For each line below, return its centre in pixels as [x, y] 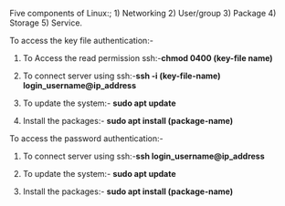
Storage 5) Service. [46, 23]
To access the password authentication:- [86, 139]
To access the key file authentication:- [81, 41]
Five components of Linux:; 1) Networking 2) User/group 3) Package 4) [143, 13]
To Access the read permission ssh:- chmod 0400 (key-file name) [148, 58]
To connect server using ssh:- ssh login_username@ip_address [143, 156]
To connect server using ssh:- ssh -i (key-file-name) [121, 76]
